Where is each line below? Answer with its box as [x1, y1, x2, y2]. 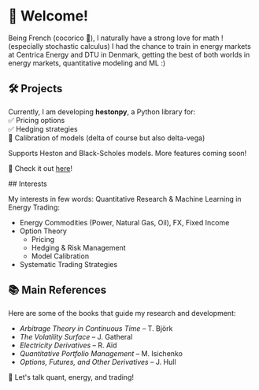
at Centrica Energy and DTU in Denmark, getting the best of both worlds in [8, 50, 250, 59]
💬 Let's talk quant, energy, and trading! [8, 372, 135, 381]
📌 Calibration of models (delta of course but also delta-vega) [8, 133, 205, 143]
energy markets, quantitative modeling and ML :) [8, 58, 166, 68]
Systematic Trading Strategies [19, 259, 118, 269]
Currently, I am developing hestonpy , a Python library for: [8, 106, 195, 117]
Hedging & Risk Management [31, 243, 126, 252]
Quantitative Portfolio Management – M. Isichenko [19, 348, 183, 358]
